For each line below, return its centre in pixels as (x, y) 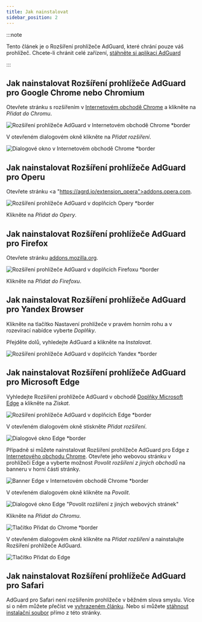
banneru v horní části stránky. (43, 469)
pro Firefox (27, 243)
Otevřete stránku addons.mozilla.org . (52, 257)
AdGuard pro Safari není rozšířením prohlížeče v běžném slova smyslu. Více (100, 600)
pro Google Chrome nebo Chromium (75, 93)
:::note (14, 34)
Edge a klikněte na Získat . (38, 403)
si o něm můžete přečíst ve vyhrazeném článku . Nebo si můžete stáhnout (97, 606)
